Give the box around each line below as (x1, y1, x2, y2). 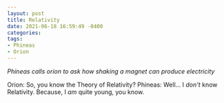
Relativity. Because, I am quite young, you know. (7, 87, 145, 96)
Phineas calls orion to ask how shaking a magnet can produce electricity (7, 67, 215, 76)
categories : (7, 29, 41, 36)
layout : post (7, 10, 45, 17)
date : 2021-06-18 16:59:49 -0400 (7, 23, 103, 30)
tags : (7, 36, 23, 43)
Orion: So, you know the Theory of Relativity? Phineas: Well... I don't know (7, 80, 218, 89)
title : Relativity (7, 16, 60, 23)
